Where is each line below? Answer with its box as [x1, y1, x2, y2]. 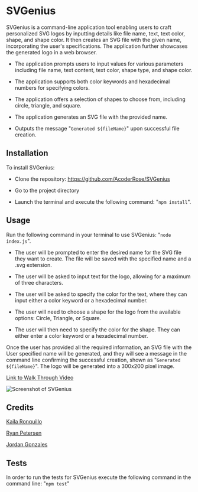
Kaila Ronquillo [6, 418, 43, 425]
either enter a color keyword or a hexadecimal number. [14, 332, 148, 339]
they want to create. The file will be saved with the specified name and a [14, 255, 191, 262]
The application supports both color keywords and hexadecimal [14, 78, 170, 85]
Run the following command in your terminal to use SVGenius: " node [6, 231, 171, 238]
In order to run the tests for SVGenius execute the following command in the [6, 474, 191, 481]
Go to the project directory [14, 187, 80, 194]
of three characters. [14, 279, 64, 286]
